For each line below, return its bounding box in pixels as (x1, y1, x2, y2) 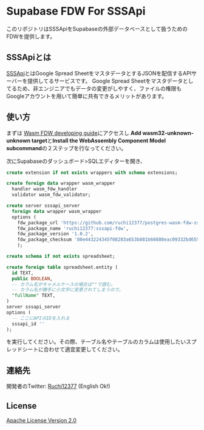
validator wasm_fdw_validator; (12, 192, 91, 198)
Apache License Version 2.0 (6, 417, 77, 424)
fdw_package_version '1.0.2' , (17, 231, 94, 237)
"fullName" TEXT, (12, 293, 56, 299)
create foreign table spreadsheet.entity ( (6, 264, 118, 270)
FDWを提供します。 (6, 32, 56, 40)
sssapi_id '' (12, 321, 45, 327)
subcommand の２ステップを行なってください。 (6, 144, 127, 151)
